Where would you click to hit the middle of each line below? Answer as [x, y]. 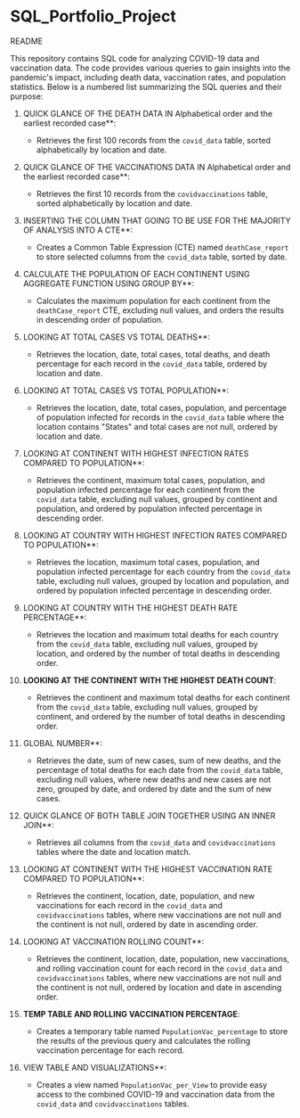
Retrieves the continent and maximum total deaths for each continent [163, 697]
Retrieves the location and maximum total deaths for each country [157, 634]
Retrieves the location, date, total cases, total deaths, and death [153, 354]
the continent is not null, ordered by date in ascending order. [147, 924]
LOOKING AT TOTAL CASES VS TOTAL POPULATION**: [126, 390]
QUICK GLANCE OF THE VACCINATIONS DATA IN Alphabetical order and [157, 167]
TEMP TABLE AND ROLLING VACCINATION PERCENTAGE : [131, 1014]
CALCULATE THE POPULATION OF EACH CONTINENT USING [136, 274]
